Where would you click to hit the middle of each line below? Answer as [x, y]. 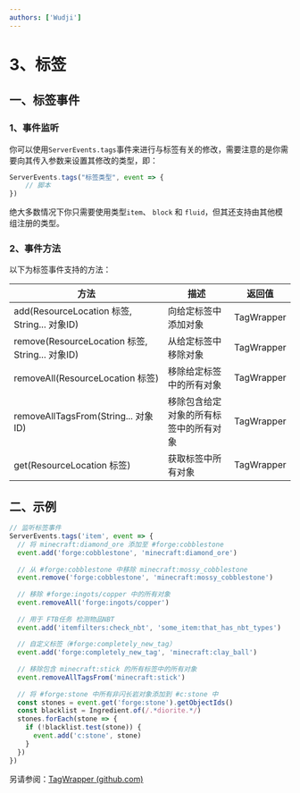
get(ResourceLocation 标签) [72, 466]
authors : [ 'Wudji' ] [46, 17]
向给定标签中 [195, 311]
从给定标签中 [195, 342]
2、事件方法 [35, 249]
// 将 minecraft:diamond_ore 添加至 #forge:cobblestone [121, 544]
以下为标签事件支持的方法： [60, 270]
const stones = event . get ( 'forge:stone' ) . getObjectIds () [125, 703]
